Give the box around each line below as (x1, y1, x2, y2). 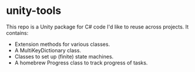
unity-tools (6, 4, 62, 17)
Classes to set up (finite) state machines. (14, 53, 114, 60)
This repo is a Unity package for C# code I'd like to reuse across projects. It (6, 23, 189, 30)
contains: (6, 29, 29, 36)
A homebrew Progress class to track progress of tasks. (14, 59, 148, 66)
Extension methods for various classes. (14, 41, 110, 48)
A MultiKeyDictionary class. (14, 46, 81, 53)
